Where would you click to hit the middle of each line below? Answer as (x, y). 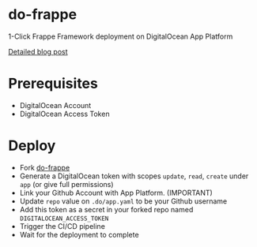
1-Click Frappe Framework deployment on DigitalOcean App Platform (121, 36)
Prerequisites (53, 84)
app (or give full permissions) (66, 184)
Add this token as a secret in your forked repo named (106, 209)
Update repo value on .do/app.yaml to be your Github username (123, 201)
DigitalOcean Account (55, 105)
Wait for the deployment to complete (79, 234)
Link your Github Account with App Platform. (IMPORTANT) (116, 193)
